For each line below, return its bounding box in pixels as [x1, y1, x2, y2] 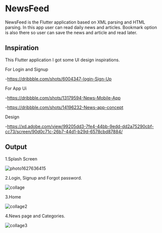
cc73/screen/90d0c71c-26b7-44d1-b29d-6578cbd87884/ [5, 129, 123, 134]
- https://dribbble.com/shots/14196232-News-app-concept [5, 104, 124, 110]
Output [5, 143, 27, 151]
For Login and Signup [5, 66, 48, 72]
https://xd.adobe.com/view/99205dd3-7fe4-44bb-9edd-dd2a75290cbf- [7, 123, 154, 129]
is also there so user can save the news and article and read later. [5, 29, 138, 35]
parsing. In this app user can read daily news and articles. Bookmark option [5, 24, 158, 30]
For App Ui [5, 85, 27, 91]
